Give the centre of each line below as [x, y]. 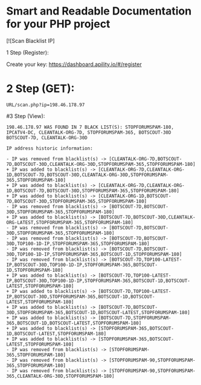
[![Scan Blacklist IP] [31, 41]
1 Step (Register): [28, 52]
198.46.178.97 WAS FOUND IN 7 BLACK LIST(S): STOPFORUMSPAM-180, [90, 127]
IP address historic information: [50, 148]
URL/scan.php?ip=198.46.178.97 [46, 105]
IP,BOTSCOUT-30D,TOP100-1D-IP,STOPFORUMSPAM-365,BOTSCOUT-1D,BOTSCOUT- [98, 281]
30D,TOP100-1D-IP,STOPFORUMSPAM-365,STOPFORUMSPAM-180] [78, 243]
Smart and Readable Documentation [99, 11]
